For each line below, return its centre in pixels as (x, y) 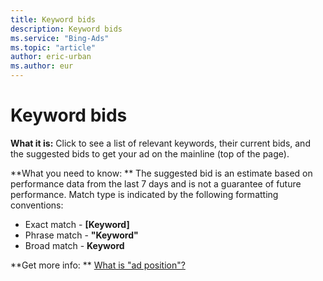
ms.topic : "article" (53, 47)
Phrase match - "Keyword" (81, 235)
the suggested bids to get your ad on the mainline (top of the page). (150, 153)
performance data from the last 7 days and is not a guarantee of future (156, 183)
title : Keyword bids (53, 19)
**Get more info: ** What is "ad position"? (98, 265)
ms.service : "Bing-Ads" (60, 38)
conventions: (37, 205)
